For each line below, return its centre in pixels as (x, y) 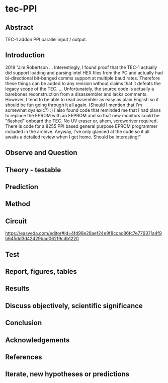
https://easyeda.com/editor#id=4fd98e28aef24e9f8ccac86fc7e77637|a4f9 (83, 233)
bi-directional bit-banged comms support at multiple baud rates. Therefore (82, 78)
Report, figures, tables (41, 272)
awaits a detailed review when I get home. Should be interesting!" (73, 137)
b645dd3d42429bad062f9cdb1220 (42, 239)
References (24, 357)
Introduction (25, 55)
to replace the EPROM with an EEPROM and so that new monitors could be (82, 115)
